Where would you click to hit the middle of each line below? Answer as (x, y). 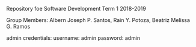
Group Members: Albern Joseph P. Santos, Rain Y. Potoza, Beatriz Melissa (98, 20)
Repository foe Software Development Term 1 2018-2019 (76, 9)
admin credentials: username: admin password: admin (73, 38)
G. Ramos (18, 26)
